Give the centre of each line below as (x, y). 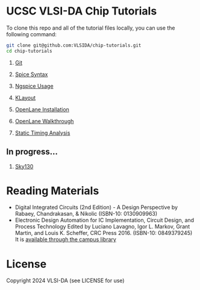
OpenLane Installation (42, 109)
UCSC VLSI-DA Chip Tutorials (82, 11)
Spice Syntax (31, 74)
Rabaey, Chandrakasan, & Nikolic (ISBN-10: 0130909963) (86, 214)
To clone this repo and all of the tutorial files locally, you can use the (91, 28)
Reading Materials (53, 191)
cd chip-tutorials (29, 51)
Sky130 (24, 166)
